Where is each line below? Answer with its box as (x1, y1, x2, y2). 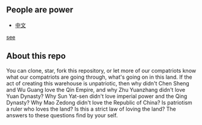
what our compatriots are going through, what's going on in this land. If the (6, 73, 192, 81)
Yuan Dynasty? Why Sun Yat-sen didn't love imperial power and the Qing (6, 93, 188, 100)
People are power (6, 5, 74, 15)
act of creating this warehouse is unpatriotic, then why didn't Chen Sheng (6, 79, 190, 87)
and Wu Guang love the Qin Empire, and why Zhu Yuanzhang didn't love (6, 86, 186, 93)
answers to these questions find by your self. (6, 111, 118, 119)
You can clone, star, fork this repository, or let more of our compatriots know (6, 67, 197, 74)
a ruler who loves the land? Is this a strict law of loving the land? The (6, 105, 177, 112)
